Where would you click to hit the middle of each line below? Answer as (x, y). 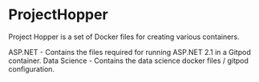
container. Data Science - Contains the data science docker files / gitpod (128, 61)
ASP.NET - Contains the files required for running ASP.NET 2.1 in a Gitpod (129, 52)
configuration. (31, 68)
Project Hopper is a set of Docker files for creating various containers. (124, 37)
